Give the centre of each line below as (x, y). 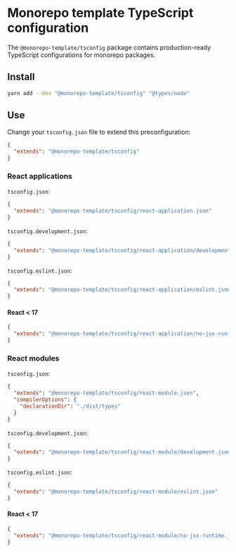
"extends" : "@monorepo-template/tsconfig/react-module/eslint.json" (116, 492)
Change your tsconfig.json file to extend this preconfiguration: (99, 132)
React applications (40, 176)
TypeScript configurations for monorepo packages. (81, 55)
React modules (33, 358)
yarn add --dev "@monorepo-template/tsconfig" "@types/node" (99, 93)
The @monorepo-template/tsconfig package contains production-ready (109, 47)
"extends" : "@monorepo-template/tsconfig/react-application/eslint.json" (124, 290)
